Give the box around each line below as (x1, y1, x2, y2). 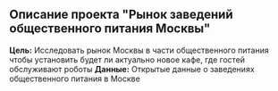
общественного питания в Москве (9, 73, 140, 84)
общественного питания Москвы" (9, 21, 211, 37)
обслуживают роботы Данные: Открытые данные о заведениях (9, 63, 255, 74)
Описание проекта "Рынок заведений (9, 7, 233, 22)
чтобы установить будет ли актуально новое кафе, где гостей (9, 54, 246, 65)
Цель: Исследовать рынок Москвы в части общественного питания (9, 45, 270, 55)
